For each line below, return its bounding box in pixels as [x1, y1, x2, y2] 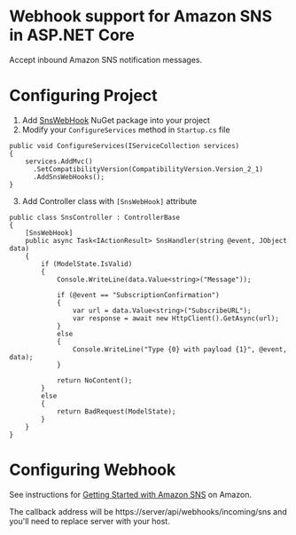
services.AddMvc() [25, 157, 93, 166]
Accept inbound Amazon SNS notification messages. [9, 54, 202, 65]
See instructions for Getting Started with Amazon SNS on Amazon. [9, 489, 253, 500]
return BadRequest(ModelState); [56, 406, 176, 416]
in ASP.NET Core [9, 25, 135, 45]
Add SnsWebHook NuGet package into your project [21, 114, 211, 125]
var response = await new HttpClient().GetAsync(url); [72, 313, 279, 323]
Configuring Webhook [9, 460, 176, 480]
